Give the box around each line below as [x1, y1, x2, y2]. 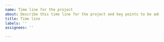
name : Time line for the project [5, 7, 73, 12]
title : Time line [5, 16, 41, 21]
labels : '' [5, 21, 27, 26]
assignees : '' [5, 25, 34, 30]
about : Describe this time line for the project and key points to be [5, 12, 152, 17]
